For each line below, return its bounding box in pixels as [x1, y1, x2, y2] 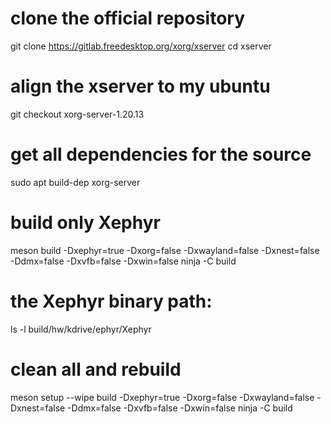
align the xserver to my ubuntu [10, 75, 271, 98]
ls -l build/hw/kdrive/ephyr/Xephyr [10, 323, 152, 335]
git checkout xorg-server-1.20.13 [10, 108, 145, 120]
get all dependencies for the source [10, 143, 312, 166]
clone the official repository [10, 7, 246, 30]
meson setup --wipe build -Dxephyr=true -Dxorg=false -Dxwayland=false [10, 391, 315, 403]
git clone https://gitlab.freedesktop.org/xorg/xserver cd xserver [10, 40, 272, 52]
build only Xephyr [10, 212, 161, 234]
